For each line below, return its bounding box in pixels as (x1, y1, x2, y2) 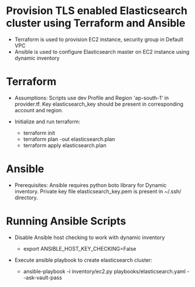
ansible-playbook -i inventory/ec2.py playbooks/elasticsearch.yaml (23, 268, 186, 275)
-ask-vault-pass (23, 274, 63, 281)
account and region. (14, 106, 63, 113)
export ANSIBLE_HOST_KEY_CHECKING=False (23, 245, 136, 252)
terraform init (23, 129, 56, 136)
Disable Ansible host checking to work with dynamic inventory (14, 234, 165, 241)
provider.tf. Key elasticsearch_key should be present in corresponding (14, 101, 183, 108)
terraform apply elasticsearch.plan (23, 141, 107, 148)
